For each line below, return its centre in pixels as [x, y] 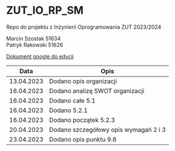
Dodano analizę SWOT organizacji [97, 91]
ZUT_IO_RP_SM [45, 10]
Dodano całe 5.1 [72, 100]
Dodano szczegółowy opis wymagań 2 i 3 [107, 130]
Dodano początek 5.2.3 [82, 120]
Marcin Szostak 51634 [33, 38]
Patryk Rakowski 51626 [35, 45]
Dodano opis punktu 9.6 [83, 139]
